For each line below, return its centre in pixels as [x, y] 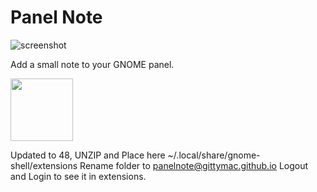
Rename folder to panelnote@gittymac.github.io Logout [194, 165]
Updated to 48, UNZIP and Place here [88, 155]
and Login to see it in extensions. [78, 176]
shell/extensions [44, 165]
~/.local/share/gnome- [214, 155]
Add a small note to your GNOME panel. [92, 64]
